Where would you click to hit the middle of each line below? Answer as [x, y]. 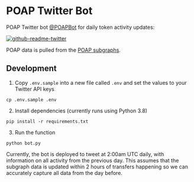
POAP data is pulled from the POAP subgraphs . [64, 50]
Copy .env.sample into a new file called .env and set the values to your [101, 82]
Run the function [35, 132]
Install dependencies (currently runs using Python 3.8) [81, 111]
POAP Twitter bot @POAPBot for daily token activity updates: [80, 27]
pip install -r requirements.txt [47, 121]
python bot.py [24, 143]
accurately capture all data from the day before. [64, 173]
